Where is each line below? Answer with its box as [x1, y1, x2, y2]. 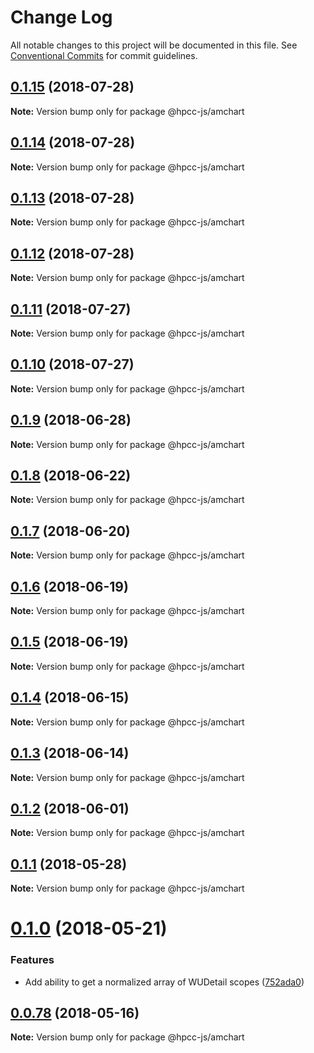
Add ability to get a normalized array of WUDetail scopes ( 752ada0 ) [24, 976, 305, 988]
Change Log [10, 6, 113, 29]
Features [10, 953, 55, 967]
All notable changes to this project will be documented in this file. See [10, 39, 298, 51]
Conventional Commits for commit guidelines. [10, 49, 198, 61]
